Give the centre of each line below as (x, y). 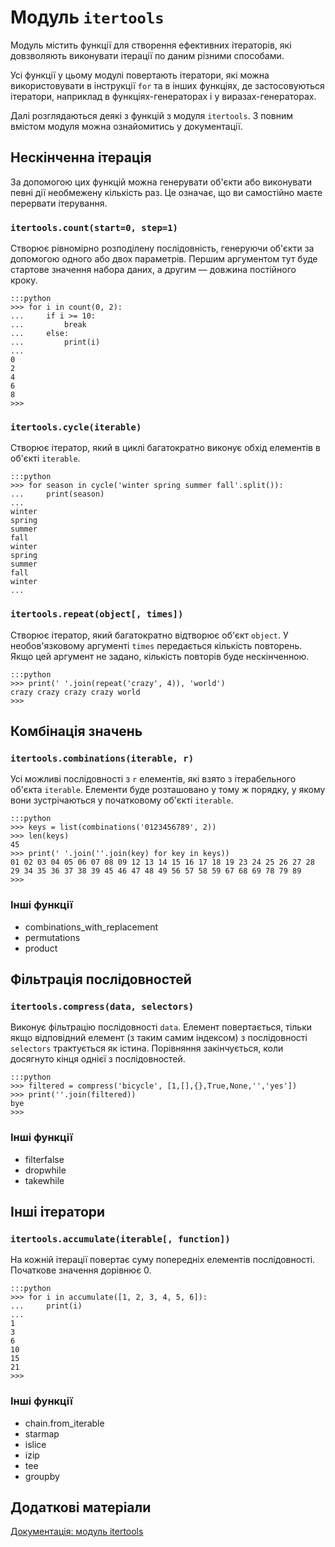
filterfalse (44, 1159)
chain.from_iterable (64, 1423)
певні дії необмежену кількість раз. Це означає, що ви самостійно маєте (166, 192)
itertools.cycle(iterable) (76, 427)
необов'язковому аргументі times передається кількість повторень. (156, 645)
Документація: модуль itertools (77, 1532)
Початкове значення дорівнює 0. (81, 1270)
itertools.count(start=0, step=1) (94, 227)
